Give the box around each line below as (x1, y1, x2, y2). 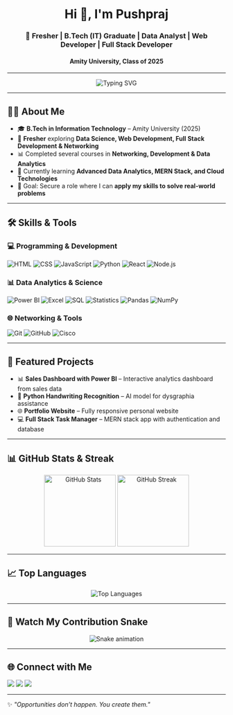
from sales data (17, 385, 62, 393)
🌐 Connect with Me (7, 661, 92, 673)
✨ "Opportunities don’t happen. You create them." (7, 700, 150, 709)
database (17, 425, 44, 434)
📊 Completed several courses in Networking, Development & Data (17, 149, 210, 158)
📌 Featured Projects (7, 356, 94, 368)
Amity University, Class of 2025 (69, 57, 164, 65)
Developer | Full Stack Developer (60, 40, 173, 49)
